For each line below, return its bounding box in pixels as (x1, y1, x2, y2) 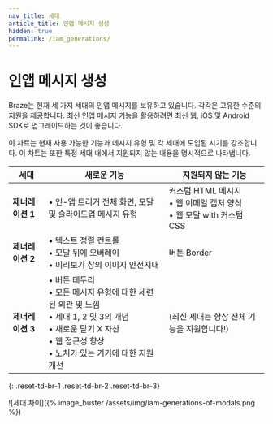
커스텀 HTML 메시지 (168, 185, 242, 197)
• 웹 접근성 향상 (48, 335, 105, 347)
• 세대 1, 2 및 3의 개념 (48, 311, 130, 322)
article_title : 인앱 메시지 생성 (8, 19, 110, 28)
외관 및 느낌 (58, 299, 100, 310)
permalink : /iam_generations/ (8, 34, 111, 43)
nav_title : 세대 (8, 11, 60, 20)
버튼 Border (168, 247, 213, 258)
